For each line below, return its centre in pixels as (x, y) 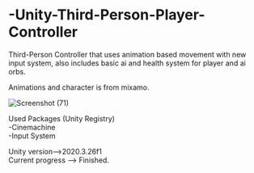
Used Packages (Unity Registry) (62, 118)
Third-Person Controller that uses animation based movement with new (127, 54)
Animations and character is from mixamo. (79, 87)
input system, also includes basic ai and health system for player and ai (127, 63)
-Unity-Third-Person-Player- (107, 15)
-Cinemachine (32, 127)
